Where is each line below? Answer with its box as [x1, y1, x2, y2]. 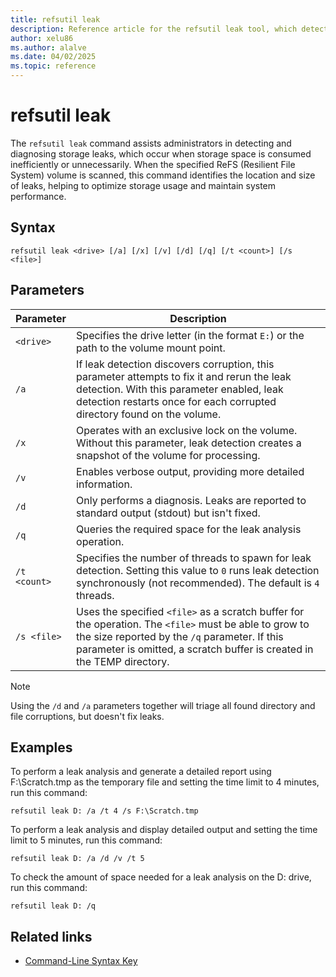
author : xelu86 [10, 33, 74, 43]
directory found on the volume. [76, 407, 222, 421]
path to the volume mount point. [76, 341, 226, 355]
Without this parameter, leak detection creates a [76, 436, 302, 450]
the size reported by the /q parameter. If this [76, 629, 284, 643]
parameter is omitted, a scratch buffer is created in [76, 642, 314, 656]
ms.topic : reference [10, 61, 97, 71]
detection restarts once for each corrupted [76, 394, 277, 408]
